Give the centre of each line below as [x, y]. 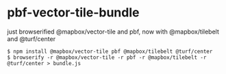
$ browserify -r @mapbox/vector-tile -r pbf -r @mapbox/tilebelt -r [107, 57]
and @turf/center [32, 38]
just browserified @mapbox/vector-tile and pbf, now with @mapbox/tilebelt [113, 32]
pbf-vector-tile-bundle [73, 13]
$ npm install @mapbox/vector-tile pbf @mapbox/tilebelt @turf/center [110, 51]
